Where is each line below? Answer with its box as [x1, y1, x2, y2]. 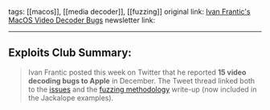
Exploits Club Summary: [8, 46, 133, 59]
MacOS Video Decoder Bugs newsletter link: [8, 15, 155, 25]
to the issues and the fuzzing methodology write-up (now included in [27, 84, 257, 94]
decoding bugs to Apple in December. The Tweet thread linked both [27, 75, 256, 85]
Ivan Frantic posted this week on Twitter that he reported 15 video [27, 67, 247, 77]
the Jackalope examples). [27, 92, 114, 103]
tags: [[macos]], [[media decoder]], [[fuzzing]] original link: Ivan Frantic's [8, 7, 251, 16]
